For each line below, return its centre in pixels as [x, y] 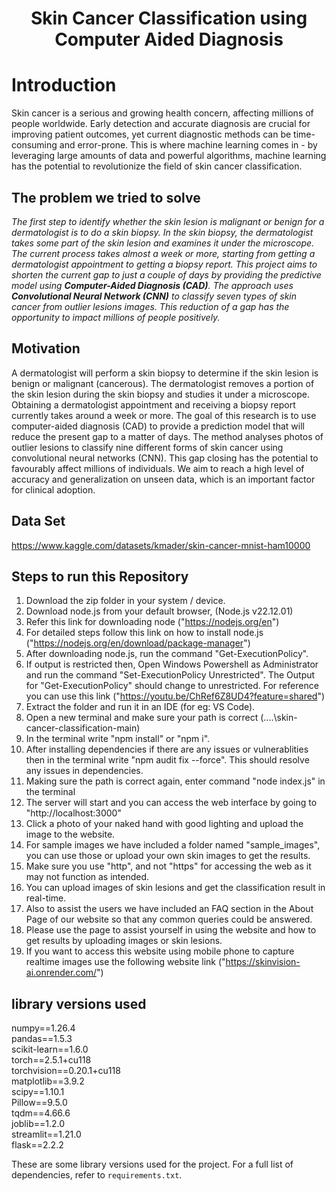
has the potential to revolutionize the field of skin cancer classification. [157, 166]
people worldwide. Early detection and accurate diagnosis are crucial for [161, 124]
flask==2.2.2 [37, 1145]
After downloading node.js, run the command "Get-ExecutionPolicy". [167, 654]
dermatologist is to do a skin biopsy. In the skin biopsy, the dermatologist [162, 232]
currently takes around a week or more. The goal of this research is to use [164, 415]
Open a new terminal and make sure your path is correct [142, 718]
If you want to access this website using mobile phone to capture [160, 951]
